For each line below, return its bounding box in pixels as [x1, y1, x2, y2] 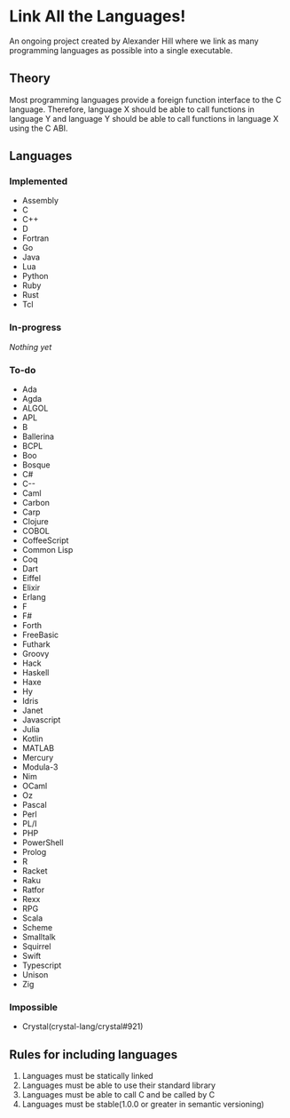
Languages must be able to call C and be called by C [21, 1090, 216, 1100]
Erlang [21, 592, 46, 603]
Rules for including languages [9, 1047, 178, 1062]
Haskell [21, 667, 50, 678]
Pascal [21, 800, 47, 811]
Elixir [21, 582, 41, 593]
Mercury [21, 753, 54, 763]
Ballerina [21, 431, 55, 442]
